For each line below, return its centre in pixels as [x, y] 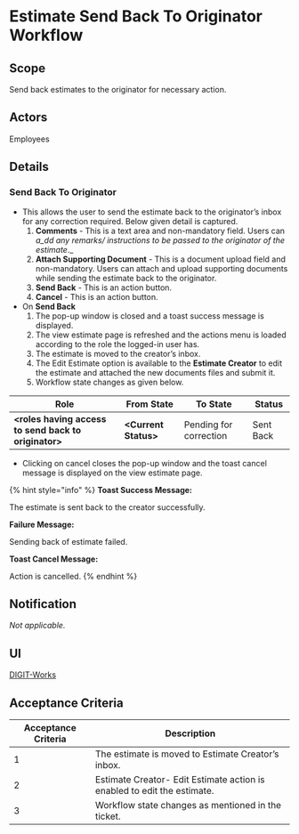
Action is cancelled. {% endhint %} [73, 576]
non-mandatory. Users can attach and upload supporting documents [162, 268]
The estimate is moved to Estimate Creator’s [187, 754]
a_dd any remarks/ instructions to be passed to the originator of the [160, 240]
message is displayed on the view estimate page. [112, 473]
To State [214, 404]
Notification [43, 604]
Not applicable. [37, 626]
